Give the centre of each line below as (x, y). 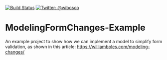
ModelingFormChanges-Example (75, 28)
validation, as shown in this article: (41, 47)
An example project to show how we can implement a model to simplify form (84, 41)
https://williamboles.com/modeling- (113, 47)
